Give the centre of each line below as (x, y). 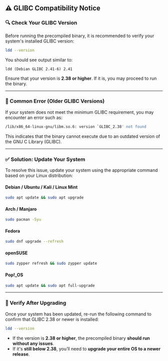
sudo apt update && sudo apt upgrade (44, 198)
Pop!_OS (14, 275)
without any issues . (33, 343)
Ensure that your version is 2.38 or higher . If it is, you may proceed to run (81, 78)
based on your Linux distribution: (39, 175)
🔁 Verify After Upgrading (36, 303)
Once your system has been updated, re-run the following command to (78, 314)
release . (21, 354)
